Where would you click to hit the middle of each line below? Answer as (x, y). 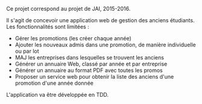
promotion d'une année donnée (54, 83)
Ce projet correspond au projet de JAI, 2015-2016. (68, 9)
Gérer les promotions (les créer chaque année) (73, 38)
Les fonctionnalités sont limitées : (48, 27)
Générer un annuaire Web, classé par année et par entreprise (91, 64)
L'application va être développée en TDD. (58, 95)
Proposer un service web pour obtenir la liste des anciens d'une (94, 77)
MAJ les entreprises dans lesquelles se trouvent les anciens (90, 57)
